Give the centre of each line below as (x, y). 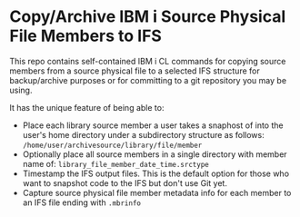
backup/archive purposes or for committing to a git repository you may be (148, 80)
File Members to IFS (85, 36)
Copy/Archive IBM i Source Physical (148, 17)
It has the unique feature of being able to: (87, 107)
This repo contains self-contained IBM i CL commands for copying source (148, 61)
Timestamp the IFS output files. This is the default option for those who (155, 173)
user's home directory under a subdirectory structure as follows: (144, 134)
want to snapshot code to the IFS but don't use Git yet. (125, 182)
